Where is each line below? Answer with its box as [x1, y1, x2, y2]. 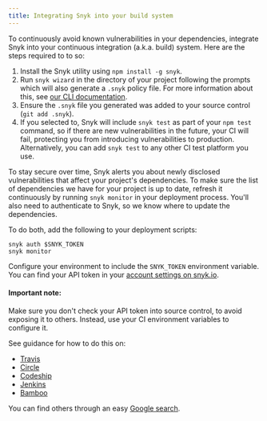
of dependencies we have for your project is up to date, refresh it [8, 183, 223, 193]
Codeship [19, 371, 52, 380]
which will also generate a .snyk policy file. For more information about [19, 83, 253, 93]
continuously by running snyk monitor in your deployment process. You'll [8, 192, 249, 202]
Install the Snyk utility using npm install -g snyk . [19, 66, 182, 76]
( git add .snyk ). [19, 109, 74, 118]
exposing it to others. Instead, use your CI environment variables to [8, 314, 229, 324]
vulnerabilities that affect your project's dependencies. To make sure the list [8, 175, 258, 185]
